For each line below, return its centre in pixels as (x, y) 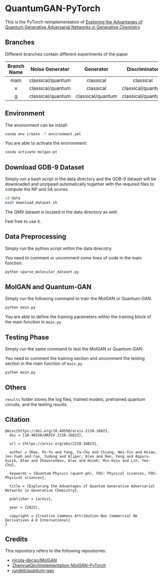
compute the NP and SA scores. (37, 189)
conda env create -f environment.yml (43, 134)
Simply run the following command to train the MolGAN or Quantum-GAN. (79, 299)
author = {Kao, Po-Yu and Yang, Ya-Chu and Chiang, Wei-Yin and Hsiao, (83, 452)
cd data (13, 198)
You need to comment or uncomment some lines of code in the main (73, 257)
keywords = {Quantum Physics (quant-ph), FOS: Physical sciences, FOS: (83, 473)
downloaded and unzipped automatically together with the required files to (80, 184)
